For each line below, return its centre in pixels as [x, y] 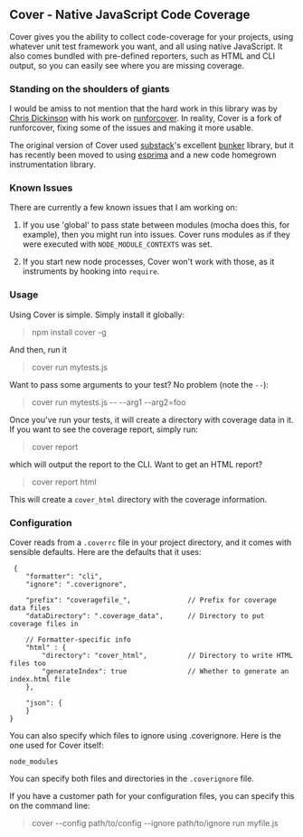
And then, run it [38, 349]
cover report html [64, 482]
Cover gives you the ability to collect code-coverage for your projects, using [151, 36]
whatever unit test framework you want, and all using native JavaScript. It [146, 46]
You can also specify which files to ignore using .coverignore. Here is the [146, 735]
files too [28, 663]
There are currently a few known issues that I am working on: [123, 208]
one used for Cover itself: [57, 745]
